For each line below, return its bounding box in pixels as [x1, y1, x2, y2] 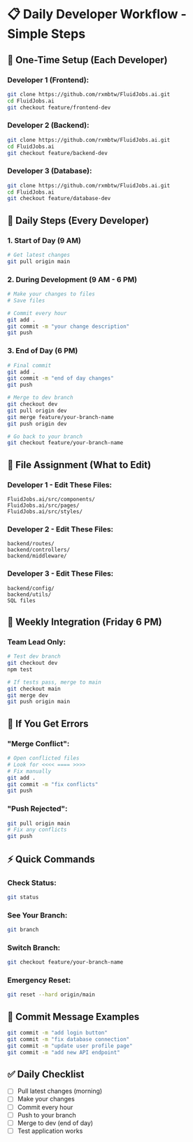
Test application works [17, 1127, 83, 1135]
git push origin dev [7, 420, 68, 427]
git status [7, 894, 39, 901]
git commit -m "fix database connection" [7, 1035, 130, 1043]
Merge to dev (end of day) [17, 1118, 93, 1127]
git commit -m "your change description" [7, 323, 130, 330]
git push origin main [7, 698, 71, 705]
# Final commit [7, 361, 52, 369]
